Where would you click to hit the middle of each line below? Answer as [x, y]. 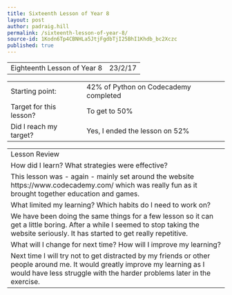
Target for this [33, 106]
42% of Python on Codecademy [138, 87]
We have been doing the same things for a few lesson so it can [112, 216]
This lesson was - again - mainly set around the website [103, 176]
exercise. [25, 282]
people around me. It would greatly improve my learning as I [108, 264]
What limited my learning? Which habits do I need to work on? [111, 205]
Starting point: [33, 91]
